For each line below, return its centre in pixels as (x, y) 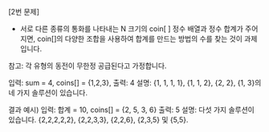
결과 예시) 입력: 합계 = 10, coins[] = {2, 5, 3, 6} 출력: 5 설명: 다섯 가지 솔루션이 (131, 110)
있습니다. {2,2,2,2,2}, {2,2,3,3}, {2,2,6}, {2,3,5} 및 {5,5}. (98, 120)
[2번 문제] (24, 12)
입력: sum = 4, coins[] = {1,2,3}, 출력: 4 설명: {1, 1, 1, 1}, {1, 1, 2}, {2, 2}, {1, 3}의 (135, 83)
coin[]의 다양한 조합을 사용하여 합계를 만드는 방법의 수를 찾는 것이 (140, 39)
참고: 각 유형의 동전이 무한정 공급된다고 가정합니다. (88, 66)
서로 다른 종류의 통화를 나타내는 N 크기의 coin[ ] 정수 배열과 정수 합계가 (131, 29)
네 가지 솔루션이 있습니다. (48, 93)
